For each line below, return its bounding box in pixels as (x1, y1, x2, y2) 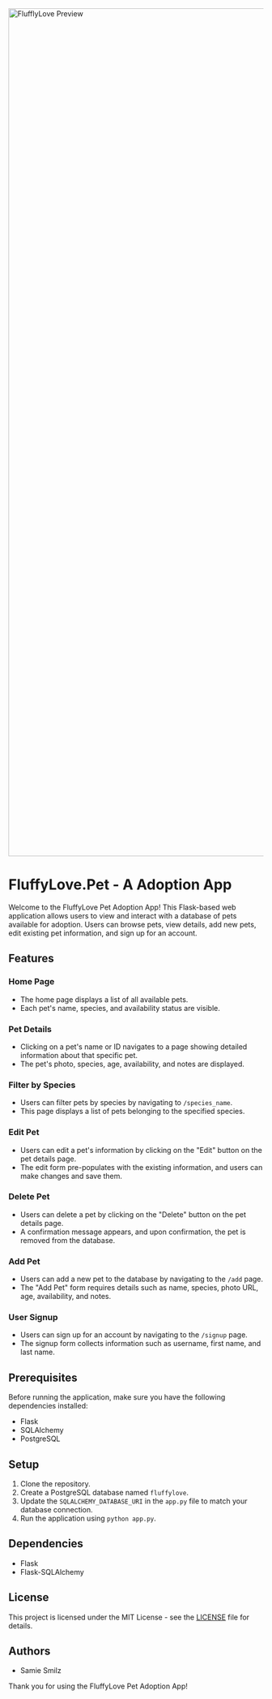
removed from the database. (19, 1235, 116, 1245)
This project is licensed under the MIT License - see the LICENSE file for (8, 1612, 249, 1622)
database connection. (19, 1505, 93, 1515)
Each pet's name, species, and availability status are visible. (19, 1003, 220, 1013)
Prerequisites (8, 1370, 78, 1384)
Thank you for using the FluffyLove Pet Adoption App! (8, 1681, 189, 1691)
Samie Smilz (19, 1666, 62, 1675)
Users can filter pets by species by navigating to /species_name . (19, 1098, 233, 1108)
